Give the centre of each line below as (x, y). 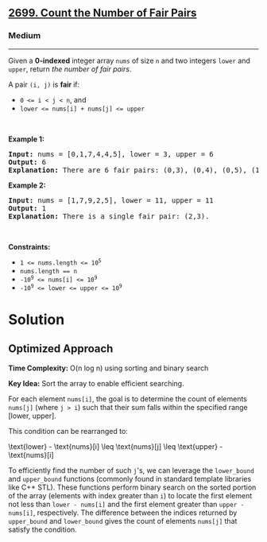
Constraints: (29, 246)
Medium (25, 36)
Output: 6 (27, 162)
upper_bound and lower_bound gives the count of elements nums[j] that (123, 521)
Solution (37, 319)
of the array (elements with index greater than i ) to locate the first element (130, 495)
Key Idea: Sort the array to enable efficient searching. (96, 383)
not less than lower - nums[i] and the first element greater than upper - (126, 504)
